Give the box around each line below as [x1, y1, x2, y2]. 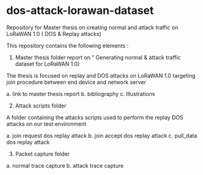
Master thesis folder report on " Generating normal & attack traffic [15, 53, 181, 61]
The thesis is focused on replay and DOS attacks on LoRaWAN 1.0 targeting [6, 72, 196, 79]
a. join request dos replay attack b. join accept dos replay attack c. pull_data [6, 132, 198, 139]
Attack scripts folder [15, 101, 66, 109]
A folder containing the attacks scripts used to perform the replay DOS [6, 114, 184, 121]
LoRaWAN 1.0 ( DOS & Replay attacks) [6, 30, 102, 37]
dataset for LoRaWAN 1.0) [15, 60, 80, 67]
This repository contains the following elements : [6, 42, 129, 49]
